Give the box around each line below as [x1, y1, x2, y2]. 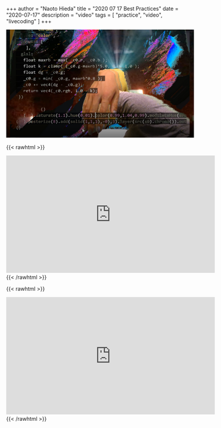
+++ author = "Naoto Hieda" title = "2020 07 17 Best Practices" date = [6, 5, 179, 12]
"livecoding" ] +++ [6, 18, 52, 24]
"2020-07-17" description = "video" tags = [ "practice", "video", [6, 11, 163, 18]
